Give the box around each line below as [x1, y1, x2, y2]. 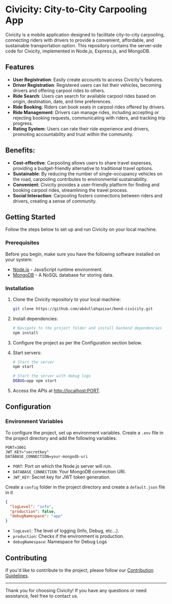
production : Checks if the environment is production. [12, 533, 124, 539]
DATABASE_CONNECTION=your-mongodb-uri [5, 454, 88, 459]
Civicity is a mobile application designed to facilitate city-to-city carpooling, [5, 31, 165, 38]
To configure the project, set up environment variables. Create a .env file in [5, 429, 164, 435]
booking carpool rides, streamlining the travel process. [12, 187, 128, 193]
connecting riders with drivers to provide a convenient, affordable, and [5, 37, 155, 43]
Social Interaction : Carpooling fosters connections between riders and [12, 192, 163, 198]
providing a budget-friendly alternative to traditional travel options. [12, 165, 154, 171]
